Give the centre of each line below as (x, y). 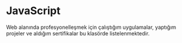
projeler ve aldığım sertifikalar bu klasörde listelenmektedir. (78, 33)
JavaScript (33, 11)
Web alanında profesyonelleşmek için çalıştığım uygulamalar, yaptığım (91, 27)
